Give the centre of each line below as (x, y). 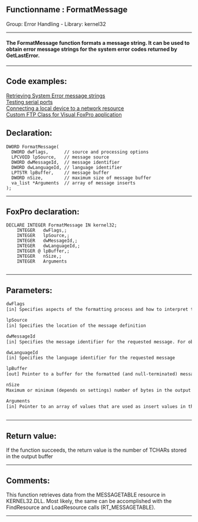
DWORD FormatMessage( (33, 147)
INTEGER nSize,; (39, 257)
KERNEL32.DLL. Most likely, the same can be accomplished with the (89, 501)
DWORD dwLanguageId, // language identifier (67, 167)
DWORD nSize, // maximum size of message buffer (81, 178)
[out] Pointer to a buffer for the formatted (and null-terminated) (92, 374)
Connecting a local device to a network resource (65, 108)
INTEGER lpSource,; (43, 236)
